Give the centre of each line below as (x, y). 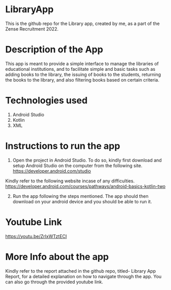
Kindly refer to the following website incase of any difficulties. (70, 181)
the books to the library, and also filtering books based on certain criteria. (82, 80)
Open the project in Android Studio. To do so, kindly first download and (87, 160)
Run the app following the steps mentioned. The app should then (80, 196)
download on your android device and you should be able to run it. (82, 201)
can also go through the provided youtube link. (54, 282)
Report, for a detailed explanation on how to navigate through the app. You (83, 276)
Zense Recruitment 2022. (32, 29)
